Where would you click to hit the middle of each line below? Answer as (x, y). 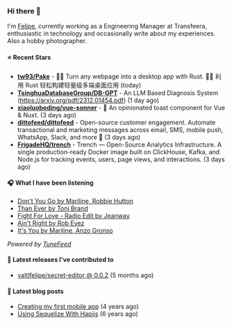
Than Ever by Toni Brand (52, 208)
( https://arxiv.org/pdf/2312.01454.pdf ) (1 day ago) (88, 100)
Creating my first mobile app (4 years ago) (78, 307)
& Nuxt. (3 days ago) (47, 115)
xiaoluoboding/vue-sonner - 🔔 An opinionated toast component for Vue (121, 108)
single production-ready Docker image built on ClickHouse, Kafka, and (118, 151)
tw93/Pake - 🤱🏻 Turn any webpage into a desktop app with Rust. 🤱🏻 (115, 76)
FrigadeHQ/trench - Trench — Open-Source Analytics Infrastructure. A (119, 144)
